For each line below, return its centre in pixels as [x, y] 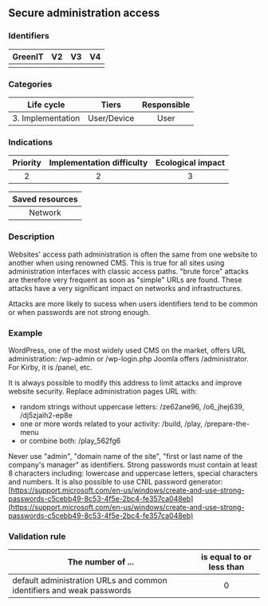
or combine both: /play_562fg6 [70, 441]
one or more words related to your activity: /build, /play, [111, 424]
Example [26, 333]
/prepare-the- [227, 424]
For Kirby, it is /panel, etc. [51, 367]
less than [227, 567]
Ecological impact [190, 163]
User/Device [111, 118]
